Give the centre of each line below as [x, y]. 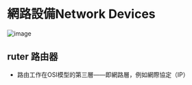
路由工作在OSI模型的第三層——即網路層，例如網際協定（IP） [103, 74]
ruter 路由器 [33, 57]
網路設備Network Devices [81, 14]
